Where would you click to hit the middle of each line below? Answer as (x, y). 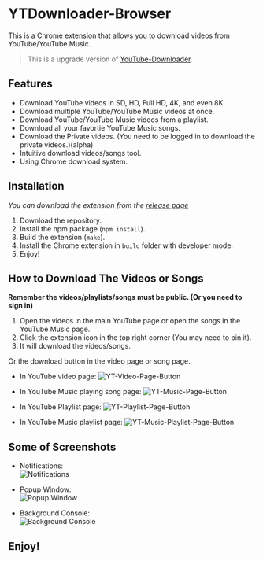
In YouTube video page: (58, 376)
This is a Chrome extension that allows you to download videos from (119, 35)
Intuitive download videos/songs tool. (80, 153)
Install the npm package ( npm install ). (82, 228)
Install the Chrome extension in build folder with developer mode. (126, 245)
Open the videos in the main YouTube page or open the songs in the (130, 321)
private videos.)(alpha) (56, 144)
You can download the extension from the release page (98, 205)
